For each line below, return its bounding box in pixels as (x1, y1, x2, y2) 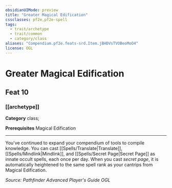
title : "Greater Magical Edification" (5, 12, 88, 17)
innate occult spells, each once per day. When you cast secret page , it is (5, 156, 159, 162)
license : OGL (5, 46, 33, 51)
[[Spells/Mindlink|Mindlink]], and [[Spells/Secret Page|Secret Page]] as (5, 151, 155, 157)
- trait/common (10, 31, 42, 36)
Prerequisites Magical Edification (5, 125, 76, 131)
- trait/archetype (10, 27, 50, 32)
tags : (5, 22, 17, 27)
